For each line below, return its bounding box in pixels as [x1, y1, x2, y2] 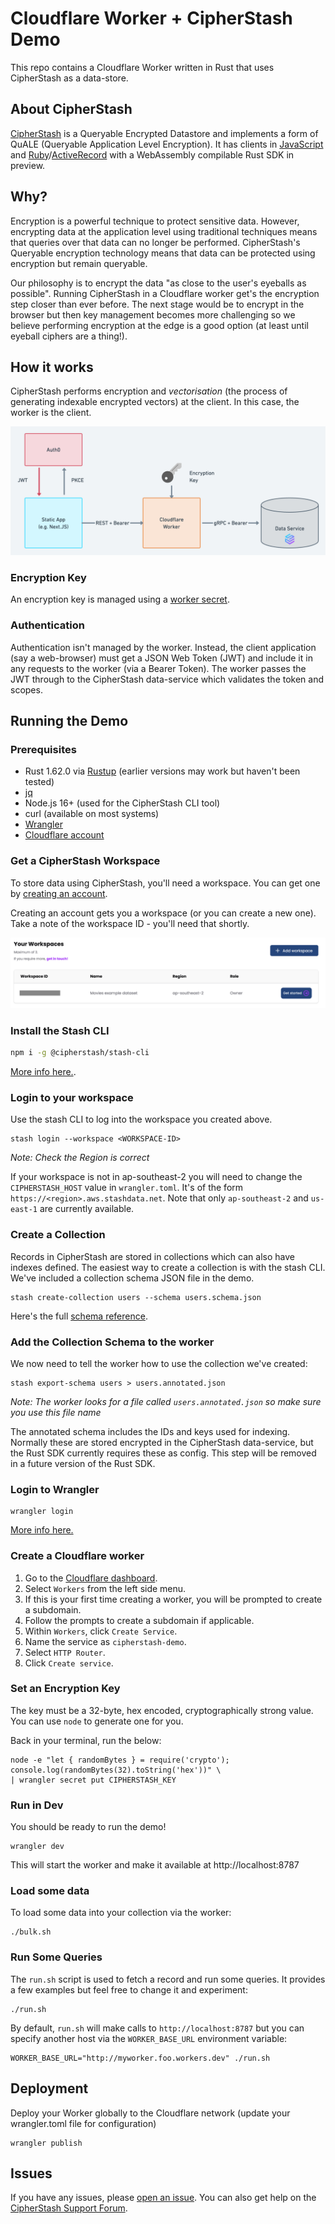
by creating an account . [10, 887, 108, 899]
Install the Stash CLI [10, 1023, 110, 1037]
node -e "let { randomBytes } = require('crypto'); [10, 1755, 230, 1765]
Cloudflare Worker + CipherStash [10, 7, 293, 30]
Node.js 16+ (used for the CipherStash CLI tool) [24, 797, 221, 809]
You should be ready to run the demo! [10, 1821, 167, 1833]
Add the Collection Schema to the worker [10, 1335, 215, 1349]
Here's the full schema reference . [10, 1310, 148, 1322]
